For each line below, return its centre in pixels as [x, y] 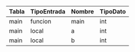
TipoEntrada [48, 11]
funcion [41, 21]
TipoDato [113, 11]
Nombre [83, 11]
